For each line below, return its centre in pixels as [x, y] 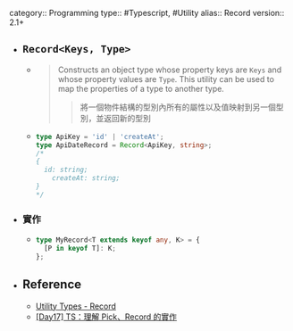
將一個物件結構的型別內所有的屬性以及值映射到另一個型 [182, 107]
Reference [52, 285]
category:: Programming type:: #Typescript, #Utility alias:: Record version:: [147, 13]
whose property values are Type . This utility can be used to [166, 79]
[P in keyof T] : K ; [80, 248]
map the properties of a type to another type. [141, 88]
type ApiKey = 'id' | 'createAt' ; [100, 137]
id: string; [66, 170]
